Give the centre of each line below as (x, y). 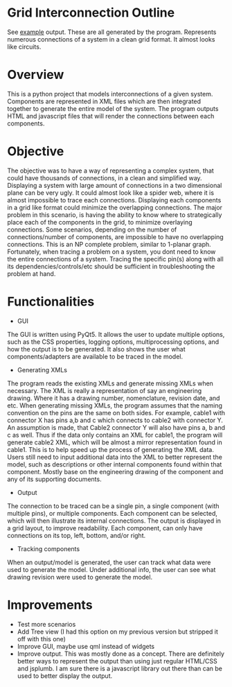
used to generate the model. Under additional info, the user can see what (111, 569)
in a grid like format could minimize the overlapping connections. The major (115, 207)
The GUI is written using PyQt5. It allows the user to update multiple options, (116, 334)
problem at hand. (32, 273)
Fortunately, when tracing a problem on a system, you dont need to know (111, 252)
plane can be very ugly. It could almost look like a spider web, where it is (111, 193)
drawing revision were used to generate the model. (80, 577)
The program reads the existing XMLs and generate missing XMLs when (110, 383)
